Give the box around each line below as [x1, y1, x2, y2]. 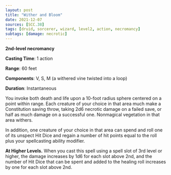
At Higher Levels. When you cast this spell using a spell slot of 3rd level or [5, 148, 162, 154]
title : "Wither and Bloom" [5, 12, 63, 17]
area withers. [5, 117, 33, 123]
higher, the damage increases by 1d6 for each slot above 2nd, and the [5, 153, 152, 159]
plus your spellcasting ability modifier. [5, 138, 85, 144]
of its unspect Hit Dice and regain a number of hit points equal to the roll [5, 132, 157, 139]
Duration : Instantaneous [5, 85, 57, 91]
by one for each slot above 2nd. [5, 164, 72, 170]
